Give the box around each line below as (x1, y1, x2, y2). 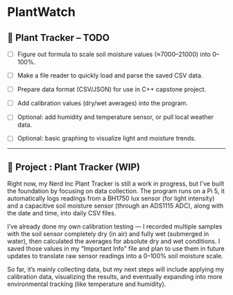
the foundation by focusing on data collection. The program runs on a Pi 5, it (7, 187, 225, 195)
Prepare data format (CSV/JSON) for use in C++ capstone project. (17, 85, 207, 93)
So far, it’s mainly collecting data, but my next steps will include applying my (7, 265, 225, 274)
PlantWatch (7, 4, 76, 20)
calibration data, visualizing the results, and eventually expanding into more (7, 273, 223, 281)
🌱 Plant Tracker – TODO (7, 32, 110, 44)
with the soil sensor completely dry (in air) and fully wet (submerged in (7, 230, 209, 238)
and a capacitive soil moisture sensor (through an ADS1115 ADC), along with (7, 202, 224, 210)
